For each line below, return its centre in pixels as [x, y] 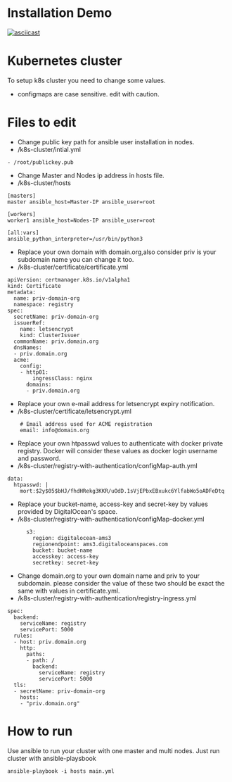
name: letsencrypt [47, 329]
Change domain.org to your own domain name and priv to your [109, 576]
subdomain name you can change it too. [76, 259]
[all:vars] [23, 233]
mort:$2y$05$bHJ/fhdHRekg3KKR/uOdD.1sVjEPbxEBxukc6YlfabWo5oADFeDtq [122, 491]
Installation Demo [60, 13]
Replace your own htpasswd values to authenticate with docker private [120, 443]
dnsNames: [28, 347]
